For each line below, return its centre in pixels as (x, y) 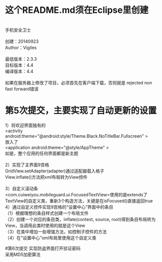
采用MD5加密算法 (23, 254)
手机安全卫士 (18, 30)
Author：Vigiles (21, 47)
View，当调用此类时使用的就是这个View (45, 225)
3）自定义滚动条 (22, 188)
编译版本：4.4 (19, 71)
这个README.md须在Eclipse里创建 (77, 10)
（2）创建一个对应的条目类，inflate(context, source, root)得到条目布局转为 (81, 219)
